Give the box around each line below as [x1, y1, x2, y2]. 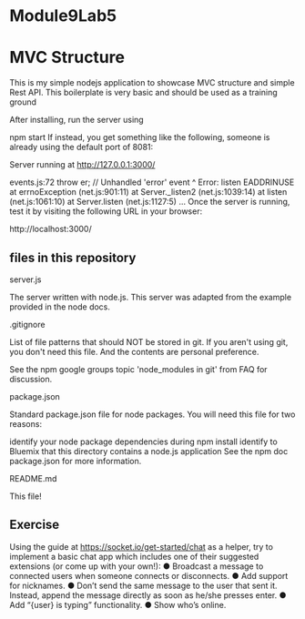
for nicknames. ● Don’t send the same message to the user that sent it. [9, 580, 278, 591]
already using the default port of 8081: [9, 142, 154, 153]
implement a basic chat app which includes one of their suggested [9, 551, 259, 562]
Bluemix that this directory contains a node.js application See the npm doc [9, 445, 289, 456]
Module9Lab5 [9, 5, 117, 26]
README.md [9, 472, 57, 483]
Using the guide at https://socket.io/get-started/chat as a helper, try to [9, 541, 273, 552]
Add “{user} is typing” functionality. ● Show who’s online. [9, 599, 227, 610]
